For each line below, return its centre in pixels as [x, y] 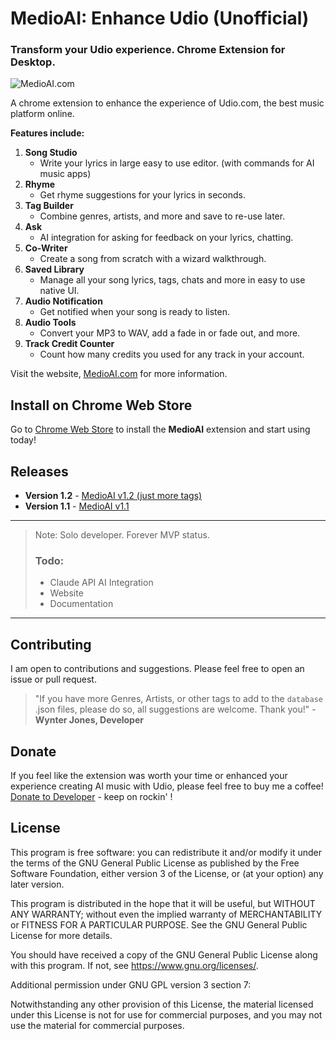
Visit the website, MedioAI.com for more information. [119, 374]
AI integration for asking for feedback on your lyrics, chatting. [166, 238]
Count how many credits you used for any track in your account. [172, 354]
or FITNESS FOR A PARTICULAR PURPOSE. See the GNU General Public [159, 924]
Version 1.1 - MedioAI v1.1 [77, 506]
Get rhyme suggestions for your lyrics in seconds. [142, 195]
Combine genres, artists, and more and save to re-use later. [162, 216]
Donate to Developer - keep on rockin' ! [91, 797]
